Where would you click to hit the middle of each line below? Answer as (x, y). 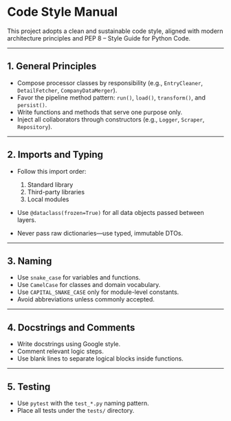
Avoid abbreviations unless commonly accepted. (86, 299)
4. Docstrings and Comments (71, 327)
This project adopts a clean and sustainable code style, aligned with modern (115, 31)
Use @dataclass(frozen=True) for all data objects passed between (110, 212)
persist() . (32, 104)
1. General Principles (52, 66)
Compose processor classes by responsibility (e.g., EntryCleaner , (110, 82)
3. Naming (30, 261)
